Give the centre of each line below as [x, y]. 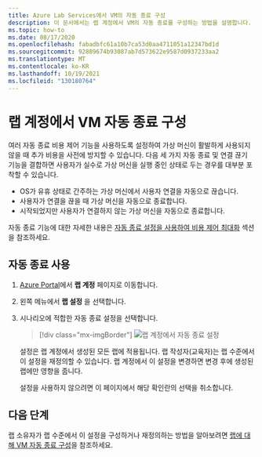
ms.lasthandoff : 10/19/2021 [54, 74]
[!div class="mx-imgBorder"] [86, 335]
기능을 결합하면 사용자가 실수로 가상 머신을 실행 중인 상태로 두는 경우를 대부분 [126, 165]
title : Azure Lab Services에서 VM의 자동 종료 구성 [87, 15]
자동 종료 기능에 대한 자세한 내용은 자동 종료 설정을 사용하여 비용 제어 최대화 [124, 227]
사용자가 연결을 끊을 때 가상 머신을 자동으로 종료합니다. [103, 201]
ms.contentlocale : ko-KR [49, 67]
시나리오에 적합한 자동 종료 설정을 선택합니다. [89, 318]
